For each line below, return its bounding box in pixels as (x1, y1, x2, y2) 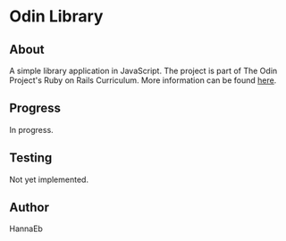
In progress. (9, 124, 54, 135)
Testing (9, 150, 53, 166)
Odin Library (9, 6, 104, 27)
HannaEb (9, 223, 43, 234)
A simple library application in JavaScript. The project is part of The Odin (9, 65, 278, 76)
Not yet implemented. (9, 174, 89, 185)
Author (9, 200, 49, 215)
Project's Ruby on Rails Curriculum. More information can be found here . (9, 75, 277, 86)
